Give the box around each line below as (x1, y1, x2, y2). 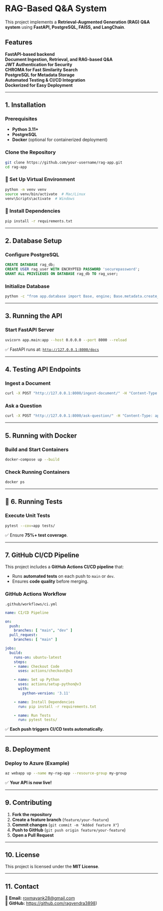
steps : (14, 660, 27, 664)
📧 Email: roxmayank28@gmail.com (5, 895, 75, 901)
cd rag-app (5, 164, 27, 169)
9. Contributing (5, 799, 52, 807)
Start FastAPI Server (5, 326, 54, 333)
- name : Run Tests (14, 713, 51, 718)
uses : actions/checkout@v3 (17, 668, 73, 674)
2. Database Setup (5, 236, 62, 245)
